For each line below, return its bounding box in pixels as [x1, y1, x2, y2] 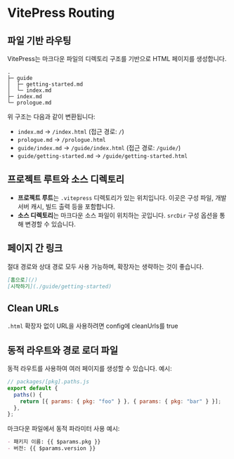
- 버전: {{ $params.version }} [7, 445, 96, 452]
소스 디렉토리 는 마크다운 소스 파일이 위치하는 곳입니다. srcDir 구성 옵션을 [17, 211, 219, 219]
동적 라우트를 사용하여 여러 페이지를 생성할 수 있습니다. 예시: [7, 364, 172, 373]
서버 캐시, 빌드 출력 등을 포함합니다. [17, 202, 115, 211]
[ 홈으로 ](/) [7, 276, 38, 284]
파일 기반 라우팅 [7, 34, 72, 46]
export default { [7, 385, 58, 392]
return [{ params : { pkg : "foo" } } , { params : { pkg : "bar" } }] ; [20, 398, 221, 405]
